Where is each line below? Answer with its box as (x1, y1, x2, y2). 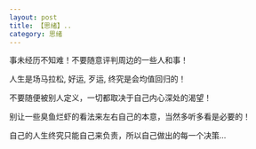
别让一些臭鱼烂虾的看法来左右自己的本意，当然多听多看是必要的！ (9, 112, 251, 122)
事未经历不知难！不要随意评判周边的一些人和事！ (9, 55, 188, 66)
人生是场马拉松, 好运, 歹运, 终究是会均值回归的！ (9, 74, 187, 84)
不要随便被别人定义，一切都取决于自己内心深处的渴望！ (9, 92, 212, 103)
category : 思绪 (9, 29, 63, 38)
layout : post (9, 12, 58, 22)
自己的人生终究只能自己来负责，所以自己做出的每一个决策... (9, 130, 227, 141)
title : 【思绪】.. (9, 21, 73, 30)
